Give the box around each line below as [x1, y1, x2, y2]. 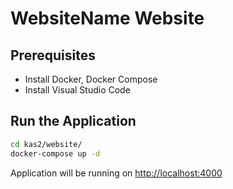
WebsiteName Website [10, 7, 205, 30]
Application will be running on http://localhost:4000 [10, 167, 223, 179]
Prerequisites [10, 47, 96, 64]
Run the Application [10, 113, 137, 130]
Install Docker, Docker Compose [24, 73, 158, 85]
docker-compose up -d [10, 148, 101, 159]
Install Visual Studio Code [24, 84, 131, 96]
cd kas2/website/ [10, 139, 83, 149]
